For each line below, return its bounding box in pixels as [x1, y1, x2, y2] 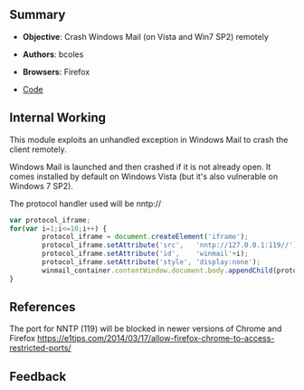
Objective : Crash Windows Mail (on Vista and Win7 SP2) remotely [22, 31, 269, 42]
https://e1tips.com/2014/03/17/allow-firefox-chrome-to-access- [37, 333, 275, 344]
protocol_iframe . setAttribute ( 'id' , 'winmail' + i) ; [42, 249, 249, 259]
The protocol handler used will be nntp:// [9, 198, 162, 209]
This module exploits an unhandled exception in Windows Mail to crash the [9, 134, 289, 145]
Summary [9, 7, 66, 23]
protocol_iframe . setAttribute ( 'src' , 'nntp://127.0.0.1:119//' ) [42, 241, 298, 250]
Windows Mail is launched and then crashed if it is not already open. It [9, 161, 271, 172]
